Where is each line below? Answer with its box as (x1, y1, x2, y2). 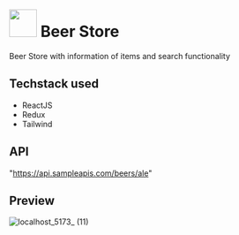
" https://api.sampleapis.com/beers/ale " (9, 168, 153, 178)
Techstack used (9, 76, 100, 92)
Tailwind (21, 118, 53, 129)
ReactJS (21, 100, 53, 110)
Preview (9, 193, 56, 208)
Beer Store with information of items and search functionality (9, 50, 231, 61)
